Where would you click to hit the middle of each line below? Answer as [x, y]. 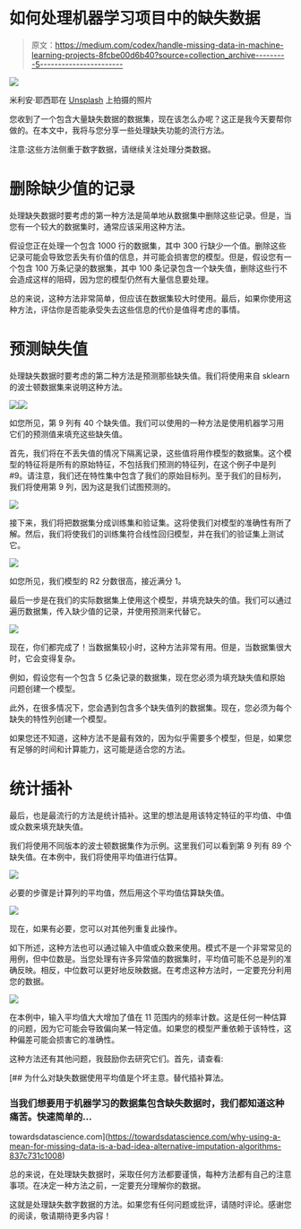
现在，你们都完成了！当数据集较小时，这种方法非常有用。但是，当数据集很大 [150, 647]
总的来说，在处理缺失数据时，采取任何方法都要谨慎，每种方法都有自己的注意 [150, 1174]
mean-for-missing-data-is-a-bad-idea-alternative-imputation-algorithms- [146, 1146]
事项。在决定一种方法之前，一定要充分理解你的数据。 [107, 1186]
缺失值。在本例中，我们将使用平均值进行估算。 [95, 857]
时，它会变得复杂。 [45, 658]
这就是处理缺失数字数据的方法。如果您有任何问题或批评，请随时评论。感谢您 [150, 1205]
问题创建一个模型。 [45, 688]
